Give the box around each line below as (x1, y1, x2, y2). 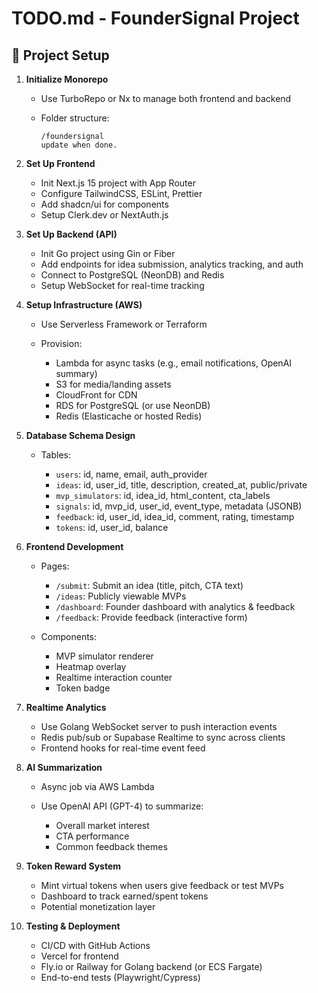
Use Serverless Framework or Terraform (40, 318, 208, 330)
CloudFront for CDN (55, 389, 138, 401)
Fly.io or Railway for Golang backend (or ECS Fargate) (40, 961, 263, 972)
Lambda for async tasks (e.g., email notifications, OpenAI (55, 357, 293, 369)
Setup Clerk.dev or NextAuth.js (40, 209, 169, 221)
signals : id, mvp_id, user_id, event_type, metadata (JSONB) (55, 500, 303, 512)
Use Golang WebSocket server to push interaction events (40, 721, 278, 732)
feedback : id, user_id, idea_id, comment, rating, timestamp (55, 511, 295, 522)
